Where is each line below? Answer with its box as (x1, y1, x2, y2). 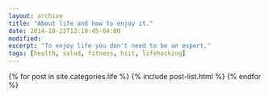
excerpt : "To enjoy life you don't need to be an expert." (8, 42, 212, 50)
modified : (8, 34, 42, 43)
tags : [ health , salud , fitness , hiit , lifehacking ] (8, 49, 186, 57)
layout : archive (8, 11, 63, 20)
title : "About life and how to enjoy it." (8, 19, 153, 27)
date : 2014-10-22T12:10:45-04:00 (8, 27, 121, 35)
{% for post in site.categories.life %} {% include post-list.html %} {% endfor (8, 72, 261, 81)
